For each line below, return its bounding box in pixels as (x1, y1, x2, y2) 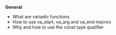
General (5, 4, 22, 10)
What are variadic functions (12, 14, 70, 19)
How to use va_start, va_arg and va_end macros (12, 19, 111, 25)
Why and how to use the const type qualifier (12, 24, 104, 30)
